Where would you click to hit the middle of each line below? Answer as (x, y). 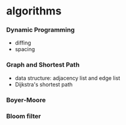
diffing (23, 43)
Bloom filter (24, 116)
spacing (25, 49)
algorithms (34, 11)
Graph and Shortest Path (43, 65)
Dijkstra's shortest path (44, 84)
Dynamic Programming (40, 30)
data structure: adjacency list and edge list (67, 78)
